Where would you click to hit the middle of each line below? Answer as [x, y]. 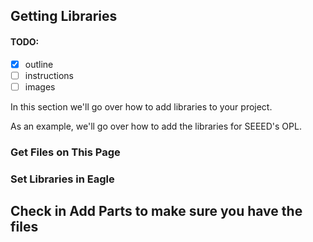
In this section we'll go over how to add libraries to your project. [141, 106]
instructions [49, 75]
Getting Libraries [64, 16]
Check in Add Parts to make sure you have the [156, 211]
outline [39, 64]
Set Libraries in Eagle [62, 179]
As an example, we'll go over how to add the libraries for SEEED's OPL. [156, 126]
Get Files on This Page [65, 152]
